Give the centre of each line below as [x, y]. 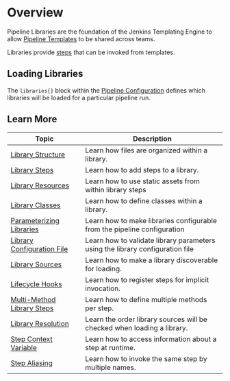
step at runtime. [110, 347]
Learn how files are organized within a [146, 150]
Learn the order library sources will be [146, 319]
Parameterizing [35, 220]
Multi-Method [33, 299]
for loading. [103, 268]
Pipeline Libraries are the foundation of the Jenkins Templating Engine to [110, 32]
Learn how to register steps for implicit [147, 279]
